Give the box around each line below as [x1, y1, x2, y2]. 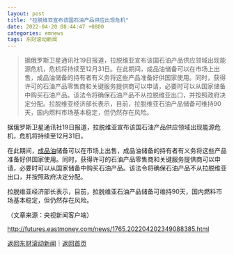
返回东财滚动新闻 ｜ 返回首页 [7, 239, 87, 248]
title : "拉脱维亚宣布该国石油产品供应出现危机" [7, 17, 129, 24]
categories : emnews [7, 29, 64, 37]
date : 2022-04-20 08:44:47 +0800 [7, 23, 104, 30]
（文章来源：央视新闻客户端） [7, 211, 93, 219]
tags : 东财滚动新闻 [7, 36, 58, 43]
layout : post [7, 10, 45, 17]
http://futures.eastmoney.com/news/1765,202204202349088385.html [7, 225, 210, 233]
